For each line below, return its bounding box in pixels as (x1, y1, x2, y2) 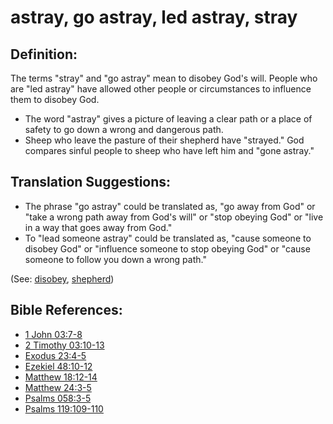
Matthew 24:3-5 (24, 381, 92, 393)
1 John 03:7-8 (24, 328, 83, 340)
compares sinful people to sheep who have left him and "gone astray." (24, 145, 315, 156)
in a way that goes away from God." (24, 221, 173, 233)
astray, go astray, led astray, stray (10, 6, 298, 29)
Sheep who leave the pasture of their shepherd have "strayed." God (24, 134, 305, 146)
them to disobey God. (10, 94, 100, 105)
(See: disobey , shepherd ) (10, 272, 115, 285)
